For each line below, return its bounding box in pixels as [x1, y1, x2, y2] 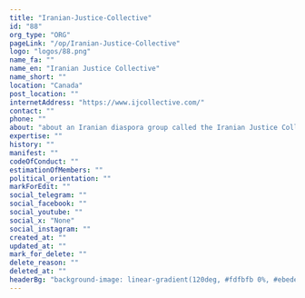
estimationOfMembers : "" [9, 165, 103, 174]
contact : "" [9, 106, 54, 115]
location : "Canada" [9, 81, 84, 90]
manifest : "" [9, 148, 59, 157]
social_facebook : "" [9, 199, 88, 209]
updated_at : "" [9, 242, 67, 251]
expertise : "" [9, 132, 64, 141]
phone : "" [9, 114, 47, 124]
